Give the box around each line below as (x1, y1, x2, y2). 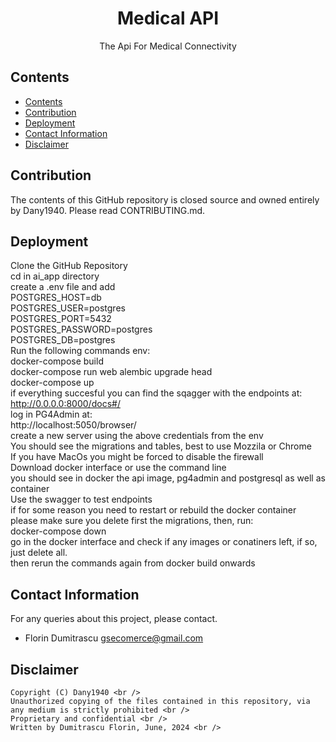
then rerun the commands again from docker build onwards (10, 557, 256, 569)
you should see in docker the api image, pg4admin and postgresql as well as (10, 472, 326, 484)
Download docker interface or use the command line (10, 462, 227, 474)
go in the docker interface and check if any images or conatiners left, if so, (10, 536, 318, 548)
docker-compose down (10, 525, 107, 537)
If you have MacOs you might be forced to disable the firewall (10, 451, 264, 463)
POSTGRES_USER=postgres (10, 302, 126, 314)
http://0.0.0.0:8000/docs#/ (10, 398, 121, 410)
